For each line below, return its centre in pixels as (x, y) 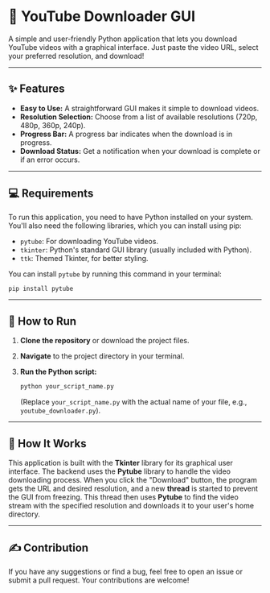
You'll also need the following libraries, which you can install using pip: (125, 226)
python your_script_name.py (67, 387)
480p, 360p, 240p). (53, 125)
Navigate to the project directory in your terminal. (102, 356)
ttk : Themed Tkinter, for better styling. (84, 258)
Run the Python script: (58, 372)
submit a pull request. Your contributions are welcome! (99, 580)
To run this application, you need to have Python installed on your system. (131, 217)
